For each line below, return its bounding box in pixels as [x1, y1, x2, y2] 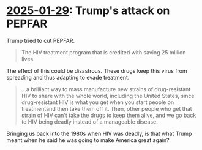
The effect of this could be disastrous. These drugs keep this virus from [6, 67, 188, 74]
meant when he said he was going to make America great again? [6, 136, 170, 144]
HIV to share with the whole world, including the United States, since [21, 92, 195, 99]
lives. [21, 55, 35, 62]
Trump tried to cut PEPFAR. [6, 37, 75, 44]
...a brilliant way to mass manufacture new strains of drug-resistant [21, 85, 191, 92]
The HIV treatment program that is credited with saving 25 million [21, 48, 186, 56]
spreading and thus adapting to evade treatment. [6, 73, 130, 81]
